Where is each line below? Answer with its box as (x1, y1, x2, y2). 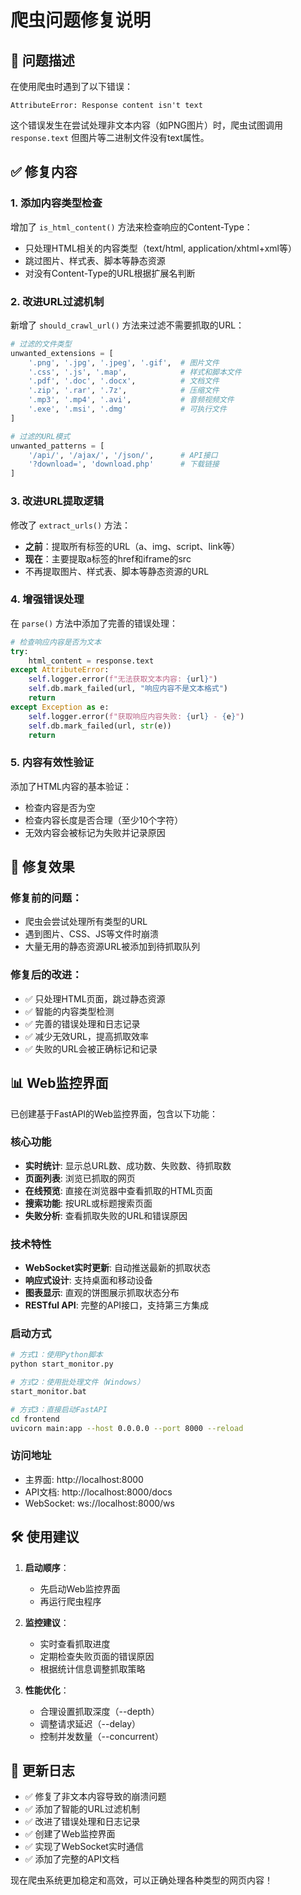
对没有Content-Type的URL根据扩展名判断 (24, 267, 196, 279)
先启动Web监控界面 (39, 1582, 121, 1595)
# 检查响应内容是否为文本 (10, 637, 102, 647)
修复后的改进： (10, 968, 83, 982)
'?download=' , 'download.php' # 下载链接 (28, 459, 220, 470)
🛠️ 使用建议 (10, 1529, 80, 1546)
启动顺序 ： (24, 1561, 70, 1573)
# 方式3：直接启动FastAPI (10, 1404, 108, 1415)
